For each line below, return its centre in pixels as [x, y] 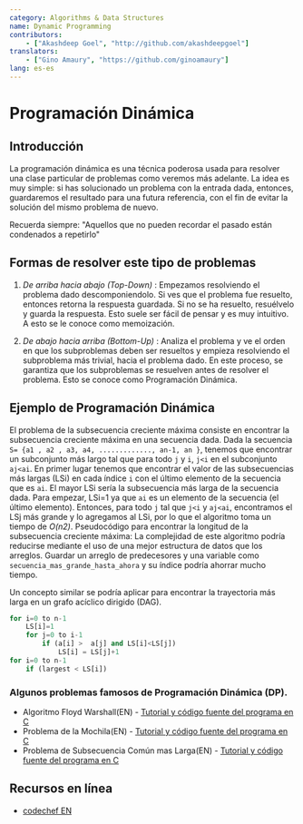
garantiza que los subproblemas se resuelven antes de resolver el [146, 369]
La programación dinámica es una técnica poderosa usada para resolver [145, 168]
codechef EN [47, 810]
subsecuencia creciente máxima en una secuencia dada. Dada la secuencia [151, 439]
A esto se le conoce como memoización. [98, 323]
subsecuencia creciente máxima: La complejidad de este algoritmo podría [147, 535]
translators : [34, 52]
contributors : [36, 34]
